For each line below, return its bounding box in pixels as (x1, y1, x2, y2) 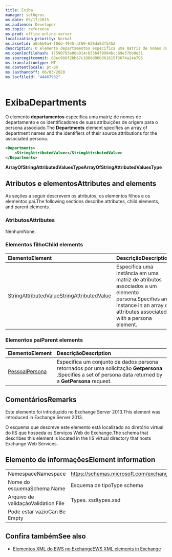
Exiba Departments (5, 97, 87, 109)
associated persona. (5, 135, 49, 141)
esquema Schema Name (8, 484, 66, 492)
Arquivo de (8, 493, 34, 500)
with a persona (116, 314, 152, 321)
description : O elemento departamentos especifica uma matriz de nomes (5, 46, 161, 51)
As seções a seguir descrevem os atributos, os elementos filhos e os (5, 193, 150, 199)
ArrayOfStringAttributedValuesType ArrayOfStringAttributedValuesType (5, 164, 162, 170)
